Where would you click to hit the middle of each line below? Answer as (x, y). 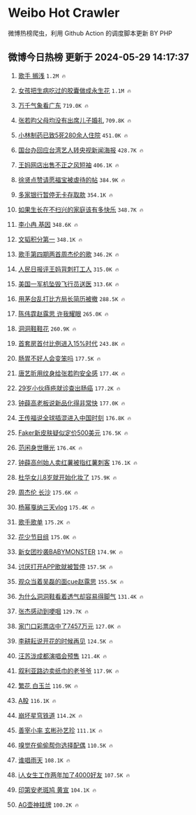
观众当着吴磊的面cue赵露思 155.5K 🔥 (71, 581)
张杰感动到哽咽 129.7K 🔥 (53, 611)
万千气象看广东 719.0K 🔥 (53, 105)
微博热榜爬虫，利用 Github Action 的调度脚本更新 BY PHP (90, 33)
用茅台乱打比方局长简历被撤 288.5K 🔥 (71, 298)
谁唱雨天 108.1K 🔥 (44, 760)
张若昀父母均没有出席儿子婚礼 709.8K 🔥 (75, 120)
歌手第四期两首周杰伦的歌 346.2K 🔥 (68, 254)
